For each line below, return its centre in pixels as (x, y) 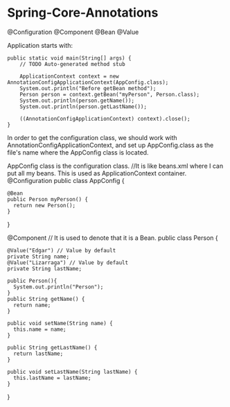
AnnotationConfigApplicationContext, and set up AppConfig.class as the (110, 145)
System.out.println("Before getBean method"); (88, 88)
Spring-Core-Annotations (83, 13)
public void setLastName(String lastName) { (72, 372)
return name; (32, 305)
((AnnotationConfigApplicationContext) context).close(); (105, 119)
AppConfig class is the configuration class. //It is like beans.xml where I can (115, 166)
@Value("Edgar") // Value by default (62, 250)
